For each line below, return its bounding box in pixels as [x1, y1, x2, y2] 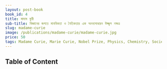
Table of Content [5, 58, 58, 66]
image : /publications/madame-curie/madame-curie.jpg [5, 30, 117, 35]
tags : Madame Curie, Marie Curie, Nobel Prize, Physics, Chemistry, [5, 39, 150, 44]
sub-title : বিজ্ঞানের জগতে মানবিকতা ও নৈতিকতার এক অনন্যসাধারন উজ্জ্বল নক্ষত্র [5, 21, 120, 26]
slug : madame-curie [5, 26, 46, 31]
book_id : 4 [5, 12, 28, 17]
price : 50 [5, 35, 26, 40]
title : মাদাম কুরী [5, 16, 34, 21]
